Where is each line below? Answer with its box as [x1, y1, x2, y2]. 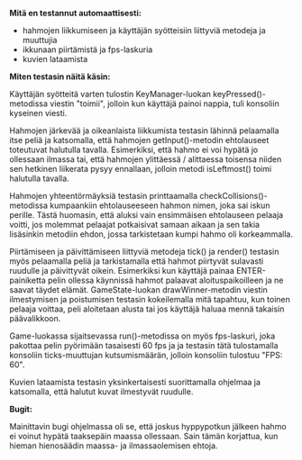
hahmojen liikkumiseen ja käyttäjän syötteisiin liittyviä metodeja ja [22, 25, 266, 35]
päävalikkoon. [9, 313, 61, 323]
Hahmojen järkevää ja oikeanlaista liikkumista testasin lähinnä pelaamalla [9, 125, 279, 136]
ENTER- [235, 266, 266, 275]
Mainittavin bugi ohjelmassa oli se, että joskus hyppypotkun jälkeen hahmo [9, 421, 287, 431]
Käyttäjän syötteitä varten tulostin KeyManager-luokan [9, 89, 212, 99]
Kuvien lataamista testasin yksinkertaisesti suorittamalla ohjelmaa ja [9, 377, 261, 387]
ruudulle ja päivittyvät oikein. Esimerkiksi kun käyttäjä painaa [9, 266, 234, 275]
